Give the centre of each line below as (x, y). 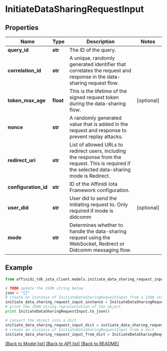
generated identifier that (98, 64)
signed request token (94, 97)
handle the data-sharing (98, 231)
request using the (90, 238)
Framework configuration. (100, 190)
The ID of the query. (93, 50)
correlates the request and (100, 71)
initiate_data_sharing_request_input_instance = (56, 302)
